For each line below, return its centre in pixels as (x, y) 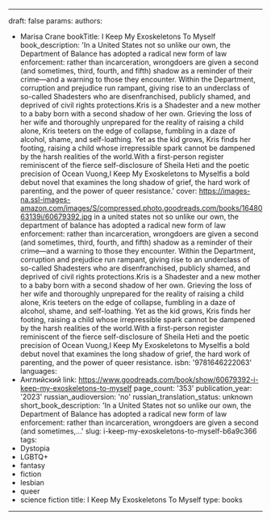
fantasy (33, 465)
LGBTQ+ (34, 457)
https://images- (225, 191)
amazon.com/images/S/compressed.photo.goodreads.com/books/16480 (141, 208)
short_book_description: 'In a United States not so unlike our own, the (135, 405)
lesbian (32, 482)
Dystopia (35, 448)
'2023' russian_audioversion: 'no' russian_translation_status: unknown (136, 397)
